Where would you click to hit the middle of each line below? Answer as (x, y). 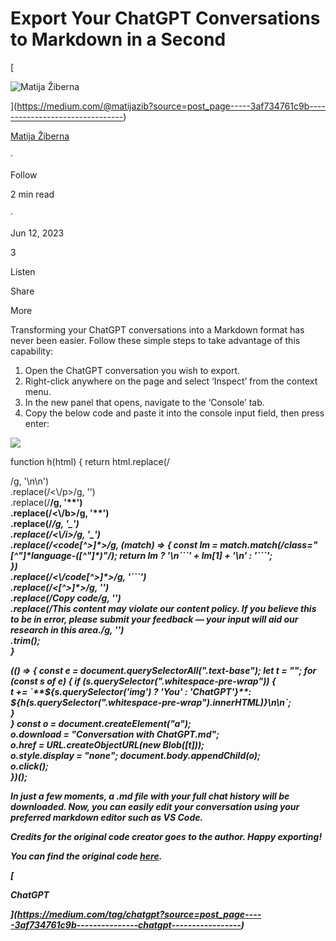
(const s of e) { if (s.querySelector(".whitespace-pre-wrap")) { (143, 681)
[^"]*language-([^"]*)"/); (64, 555)
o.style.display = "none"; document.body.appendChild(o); (135, 755)
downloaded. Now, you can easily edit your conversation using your (155, 806)
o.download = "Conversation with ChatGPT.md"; (115, 734)
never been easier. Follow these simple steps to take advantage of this (155, 340)
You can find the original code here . (86, 856)
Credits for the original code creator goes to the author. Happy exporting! (166, 836)
